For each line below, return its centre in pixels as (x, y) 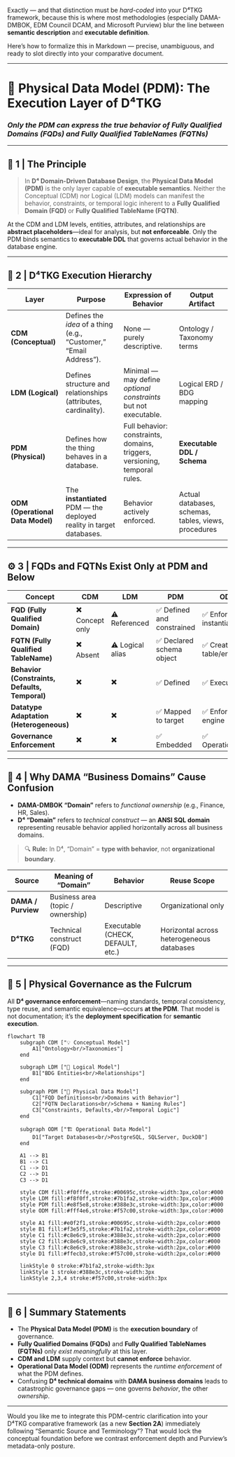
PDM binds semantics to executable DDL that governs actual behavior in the (117, 239)
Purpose (91, 299)
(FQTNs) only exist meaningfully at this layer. (83, 1351)
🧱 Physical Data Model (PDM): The (109, 89)
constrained (176, 628)
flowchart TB (26, 1037)
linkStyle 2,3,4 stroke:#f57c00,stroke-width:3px (94, 1278)
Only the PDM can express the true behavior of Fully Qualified (115, 125)
